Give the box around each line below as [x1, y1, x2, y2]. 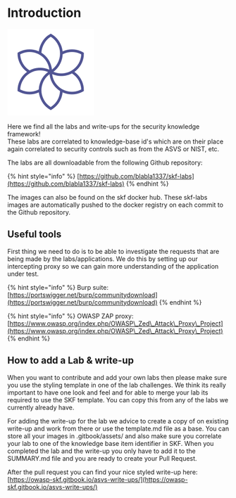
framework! [7, 129, 41, 138]
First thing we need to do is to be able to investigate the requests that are [7, 247, 220, 255]
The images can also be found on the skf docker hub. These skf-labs [7, 193, 208, 201]
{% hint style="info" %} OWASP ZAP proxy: [7, 312, 134, 320]
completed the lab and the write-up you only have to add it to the [7, 447, 196, 455]
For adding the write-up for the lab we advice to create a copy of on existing [7, 416, 229, 425]
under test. [7, 269, 39, 278]
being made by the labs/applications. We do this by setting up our [7, 255, 199, 263]
